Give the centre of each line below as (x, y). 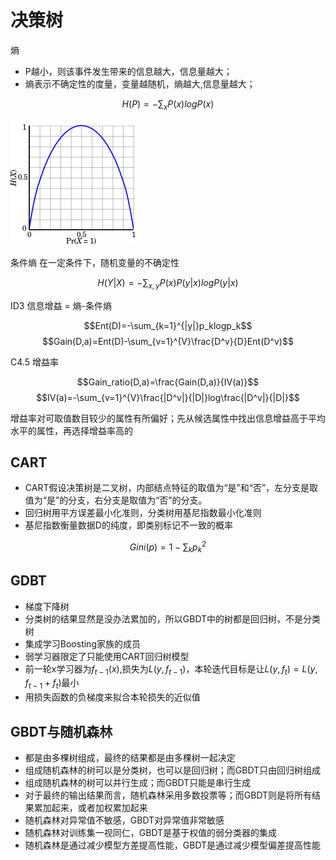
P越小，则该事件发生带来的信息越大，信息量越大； (128, 71)
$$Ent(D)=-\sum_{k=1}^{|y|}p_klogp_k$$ (168, 325)
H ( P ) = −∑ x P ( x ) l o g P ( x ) (168, 104)
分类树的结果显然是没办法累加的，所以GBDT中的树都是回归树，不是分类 (173, 618)
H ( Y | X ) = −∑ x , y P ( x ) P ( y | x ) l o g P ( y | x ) (168, 283)
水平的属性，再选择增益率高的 (71, 430)
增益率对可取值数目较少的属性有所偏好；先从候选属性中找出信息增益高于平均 (168, 418)
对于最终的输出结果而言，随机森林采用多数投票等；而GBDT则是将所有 (168, 795)
